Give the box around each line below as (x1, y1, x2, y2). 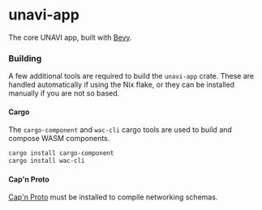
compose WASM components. (8, 134, 110, 144)
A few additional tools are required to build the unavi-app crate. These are (8, 71, 254, 81)
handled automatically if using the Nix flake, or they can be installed (8, 79, 235, 90)
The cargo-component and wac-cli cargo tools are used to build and (8, 125, 233, 135)
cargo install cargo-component (8, 149, 114, 157)
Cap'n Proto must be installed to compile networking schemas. (8, 192, 218, 202)
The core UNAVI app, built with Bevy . (8, 32, 132, 42)
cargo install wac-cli (8, 156, 85, 165)
